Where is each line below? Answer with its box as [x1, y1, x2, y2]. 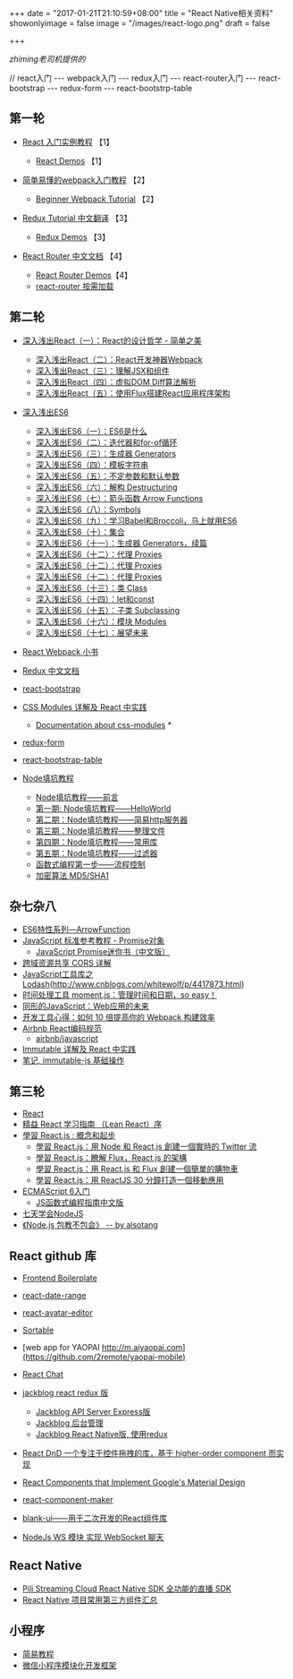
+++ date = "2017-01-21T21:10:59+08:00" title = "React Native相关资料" [9, 8, 274, 18]
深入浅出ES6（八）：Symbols [35, 504, 141, 515]
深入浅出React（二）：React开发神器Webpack [35, 354, 203, 364]
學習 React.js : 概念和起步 [21, 1130, 116, 1141]
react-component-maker [21, 1495, 113, 1505]
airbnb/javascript [35, 1033, 98, 1044]
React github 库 [9, 1248, 96, 1264]
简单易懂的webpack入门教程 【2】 [21, 174, 150, 185]
